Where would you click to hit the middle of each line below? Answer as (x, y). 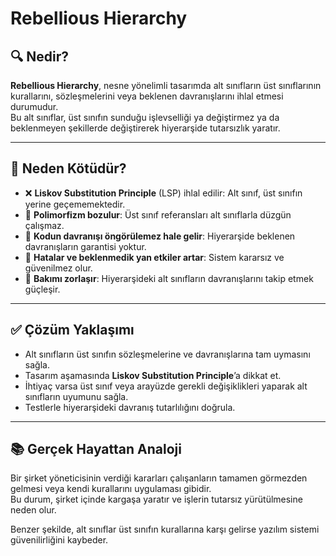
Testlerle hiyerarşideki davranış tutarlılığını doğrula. (130, 407)
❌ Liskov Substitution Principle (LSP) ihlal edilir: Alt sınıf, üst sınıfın (163, 193)
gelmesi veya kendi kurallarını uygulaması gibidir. (111, 489)
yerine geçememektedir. (75, 204)
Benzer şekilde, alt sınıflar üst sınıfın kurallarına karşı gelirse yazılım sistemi (165, 529)
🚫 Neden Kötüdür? (68, 168)
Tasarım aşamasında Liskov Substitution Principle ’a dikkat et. (153, 375)
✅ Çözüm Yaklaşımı (72, 330)
